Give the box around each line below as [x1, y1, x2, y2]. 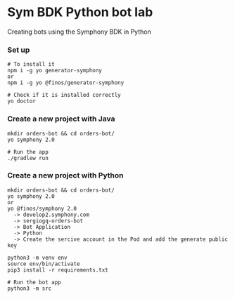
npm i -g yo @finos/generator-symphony [7, 79, 125, 86]
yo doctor [7, 98, 37, 105]
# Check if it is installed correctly [7, 92, 121, 99]
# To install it [7, 61, 55, 68]
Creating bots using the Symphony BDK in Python [7, 27, 151, 36]
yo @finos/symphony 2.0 [7, 205, 77, 212]
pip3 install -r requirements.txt [7, 266, 109, 274]
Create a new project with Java [7, 114, 115, 124]
